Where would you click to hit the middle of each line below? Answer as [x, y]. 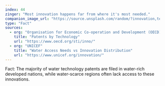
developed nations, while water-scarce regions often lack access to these [80, 74]
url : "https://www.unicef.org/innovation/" [59, 55]
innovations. [17, 79]
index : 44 [15, 10]
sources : [14, 28]
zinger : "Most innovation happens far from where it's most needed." [78, 14]
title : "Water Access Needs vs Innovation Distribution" [73, 50]
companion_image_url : [27, 19]
